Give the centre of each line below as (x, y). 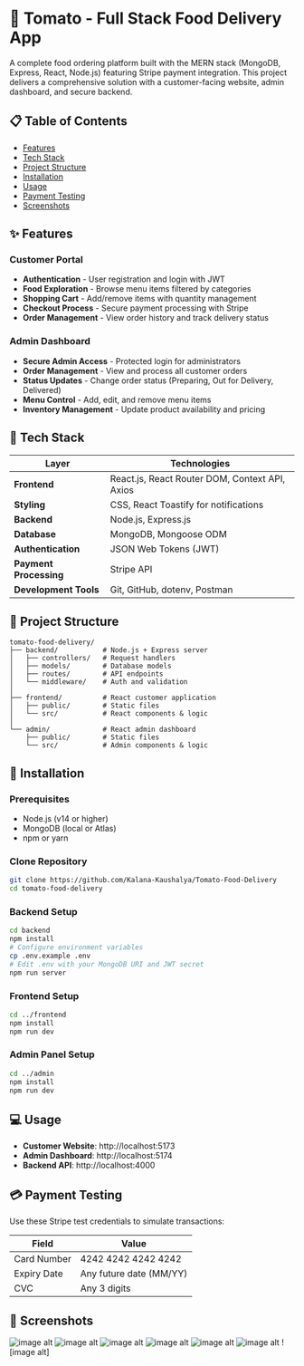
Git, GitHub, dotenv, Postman (171, 590)
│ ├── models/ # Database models (90, 666)
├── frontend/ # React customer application (113, 698)
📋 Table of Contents (69, 121)
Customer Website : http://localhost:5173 (99, 1146)
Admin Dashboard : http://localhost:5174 (98, 1156)
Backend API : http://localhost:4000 (89, 1165)
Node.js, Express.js (151, 519)
